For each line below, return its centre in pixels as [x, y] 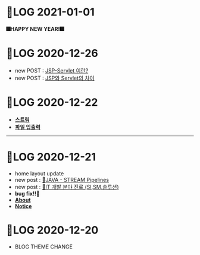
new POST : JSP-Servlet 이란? [51, 70]
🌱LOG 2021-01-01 [50, 12]
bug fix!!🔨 [27, 193]
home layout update [39, 173]
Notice [23, 206]
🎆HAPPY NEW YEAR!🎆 [35, 29]
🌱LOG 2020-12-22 [52, 102]
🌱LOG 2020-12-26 [52, 53]
